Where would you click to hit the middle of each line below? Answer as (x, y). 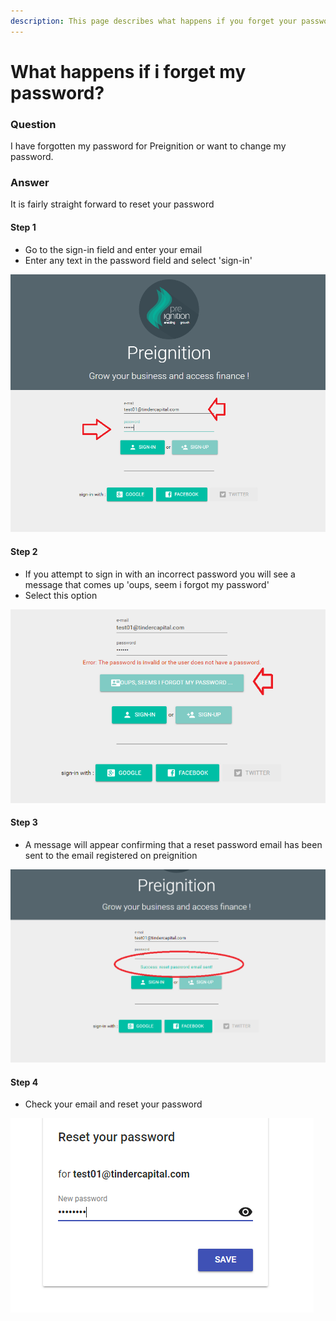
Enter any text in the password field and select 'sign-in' (138, 260)
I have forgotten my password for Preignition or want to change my (148, 146)
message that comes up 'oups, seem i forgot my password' (147, 584)
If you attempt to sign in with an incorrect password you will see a (160, 574)
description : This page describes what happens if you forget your (154, 21)
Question (33, 124)
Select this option (61, 595)
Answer (30, 183)
